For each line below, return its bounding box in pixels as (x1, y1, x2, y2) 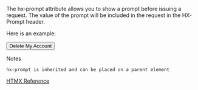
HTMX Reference (6, 77, 50, 85)
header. (26, 18, 46, 25)
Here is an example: (6, 30, 56, 37)
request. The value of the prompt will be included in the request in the (6, 12, 181, 19)
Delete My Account (9, 43, 52, 49)
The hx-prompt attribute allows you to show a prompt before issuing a (6, 5, 182, 12)
